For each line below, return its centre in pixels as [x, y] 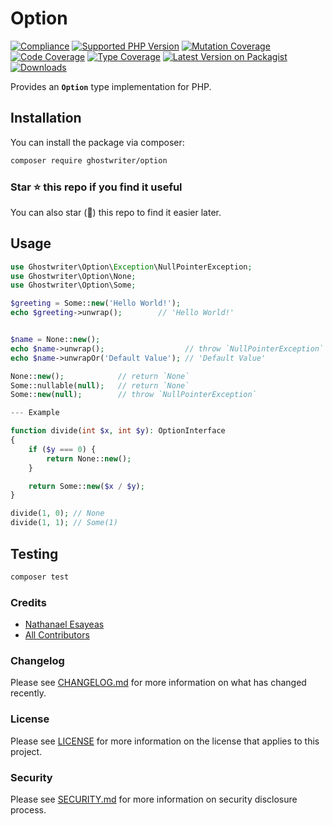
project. [26, 751]
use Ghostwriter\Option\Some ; [73, 285]
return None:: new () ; [89, 458]
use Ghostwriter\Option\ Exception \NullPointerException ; [131, 267]
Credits [28, 602]
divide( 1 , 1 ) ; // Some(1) [64, 523]
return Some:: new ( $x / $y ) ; [86, 486]
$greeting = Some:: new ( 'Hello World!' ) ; [96, 303]
